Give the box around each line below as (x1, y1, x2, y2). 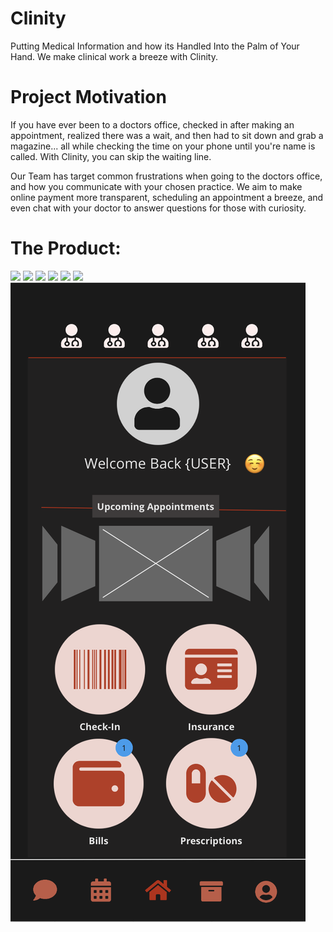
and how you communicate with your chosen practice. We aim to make (10, 180, 303, 192)
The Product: (10, 237, 122, 260)
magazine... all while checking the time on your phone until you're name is (10, 140, 316, 152)
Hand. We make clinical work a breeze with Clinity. (10, 50, 218, 62)
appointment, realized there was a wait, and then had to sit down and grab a (10, 129, 324, 141)
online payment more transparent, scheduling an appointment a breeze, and (10, 191, 324, 203)
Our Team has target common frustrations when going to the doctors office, (10, 170, 323, 182)
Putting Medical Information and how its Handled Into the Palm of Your (10, 40, 300, 52)
